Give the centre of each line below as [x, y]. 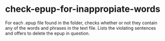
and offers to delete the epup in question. [47, 33]
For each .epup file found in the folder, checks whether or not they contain [81, 23]
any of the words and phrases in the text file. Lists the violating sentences [81, 28]
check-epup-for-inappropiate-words [83, 9]
